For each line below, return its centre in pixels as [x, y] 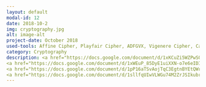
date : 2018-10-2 [27, 23]
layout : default [27, 12]
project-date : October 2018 [42, 40]
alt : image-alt [26, 35]
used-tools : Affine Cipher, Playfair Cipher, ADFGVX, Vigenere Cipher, [100, 47]
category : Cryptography [37, 52]
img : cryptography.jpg [35, 29]
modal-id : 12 [23, 18]
